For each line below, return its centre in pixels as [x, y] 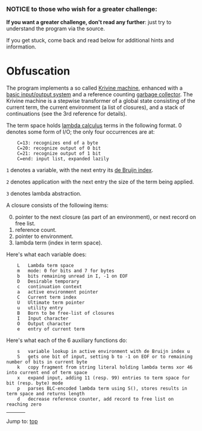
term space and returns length [46, 394]
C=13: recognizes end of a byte [58, 143]
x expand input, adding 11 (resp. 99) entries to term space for [103, 378]
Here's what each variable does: [46, 255]
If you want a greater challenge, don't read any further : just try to [89, 22]
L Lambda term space [46, 266]
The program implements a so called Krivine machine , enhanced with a [94, 88]
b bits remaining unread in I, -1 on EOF [73, 276]
